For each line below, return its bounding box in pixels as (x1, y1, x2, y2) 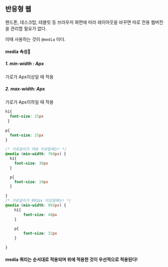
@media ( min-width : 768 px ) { (5, 151, 66, 156)
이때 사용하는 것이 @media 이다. (5, 36, 66, 42)
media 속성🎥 (5, 48, 31, 55)
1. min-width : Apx (5, 61, 44, 67)
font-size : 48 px (23, 212, 57, 217)
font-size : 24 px (14, 179, 49, 184)
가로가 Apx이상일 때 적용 (5, 74, 54, 80)
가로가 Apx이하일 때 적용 (5, 99, 54, 105)
